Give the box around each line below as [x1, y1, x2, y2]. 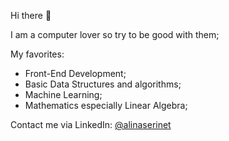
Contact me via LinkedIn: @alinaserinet [10, 119, 172, 130]
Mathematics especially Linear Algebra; [24, 100, 188, 111]
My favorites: [10, 48, 65, 60]
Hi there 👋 [10, 10, 52, 21]
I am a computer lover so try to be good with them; [10, 29, 220, 40]
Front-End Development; [24, 68, 127, 79]
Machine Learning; [24, 89, 103, 100]
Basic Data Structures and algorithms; [24, 78, 182, 90]
